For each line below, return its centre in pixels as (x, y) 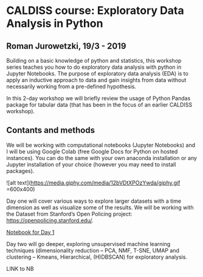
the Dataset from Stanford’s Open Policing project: (69, 214)
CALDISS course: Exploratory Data (95, 11)
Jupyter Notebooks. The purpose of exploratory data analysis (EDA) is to (97, 73)
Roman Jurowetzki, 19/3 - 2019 (66, 46)
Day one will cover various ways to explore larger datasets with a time (94, 201)
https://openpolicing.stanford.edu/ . (50, 220)
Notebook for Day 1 (30, 232)
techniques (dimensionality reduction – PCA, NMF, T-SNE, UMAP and (93, 250)
